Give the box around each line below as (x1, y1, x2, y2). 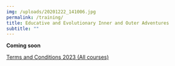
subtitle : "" (6, 25, 39, 32)
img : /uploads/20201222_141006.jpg (6, 8, 96, 15)
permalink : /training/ (6, 14, 64, 20)
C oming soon (6, 42, 41, 49)
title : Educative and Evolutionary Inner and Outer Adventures (6, 20, 170, 26)
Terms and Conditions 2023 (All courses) (6, 53, 109, 61)
